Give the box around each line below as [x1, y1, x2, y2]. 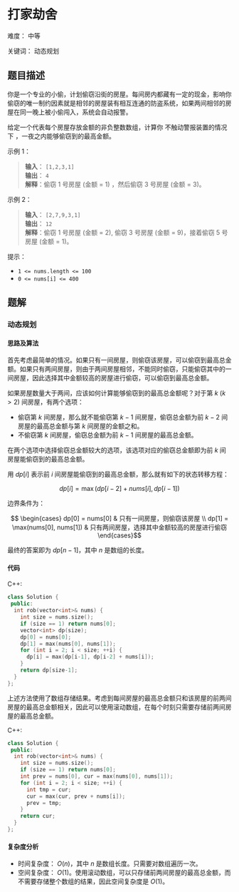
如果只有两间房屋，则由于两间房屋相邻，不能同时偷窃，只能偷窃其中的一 [19, 365, 232, 373]
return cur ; [20, 813, 55, 820]
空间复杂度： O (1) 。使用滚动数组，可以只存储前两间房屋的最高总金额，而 [17, 868, 231, 877]
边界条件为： [7, 499, 45, 507]
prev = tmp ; [26, 799, 62, 806]
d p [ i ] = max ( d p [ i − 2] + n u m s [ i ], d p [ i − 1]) [59, 485, 180, 493]
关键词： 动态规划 [7, 46, 59, 55]
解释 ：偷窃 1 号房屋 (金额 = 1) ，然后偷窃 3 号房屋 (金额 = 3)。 [24, 180, 206, 188]
